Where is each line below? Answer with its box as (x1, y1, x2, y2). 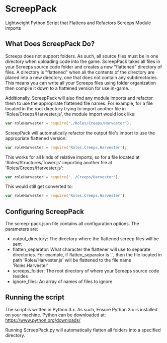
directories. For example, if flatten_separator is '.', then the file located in (12, 252, 162, 258)
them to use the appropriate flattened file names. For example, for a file (5, 100, 153, 106)
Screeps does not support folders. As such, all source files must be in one (5, 53, 158, 59)
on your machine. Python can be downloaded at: (5, 312, 106, 318)
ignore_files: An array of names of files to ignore (12, 279, 113, 285)
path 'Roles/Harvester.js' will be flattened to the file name (12, 257, 132, 263)
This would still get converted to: (5, 183, 73, 189)
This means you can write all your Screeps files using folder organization (5, 80, 156, 86)
